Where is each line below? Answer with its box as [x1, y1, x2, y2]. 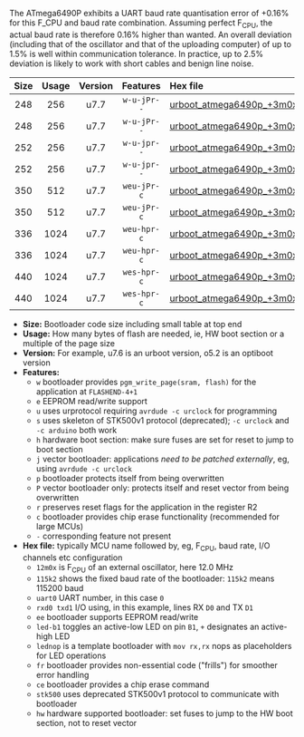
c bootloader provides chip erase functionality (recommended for [35, 511, 280, 522]
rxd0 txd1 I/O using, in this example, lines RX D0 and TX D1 [35, 602, 253, 613]
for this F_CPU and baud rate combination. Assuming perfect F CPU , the [9, 17, 273, 30]
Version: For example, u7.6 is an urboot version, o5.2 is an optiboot [22, 347, 274, 358]
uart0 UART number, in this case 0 [35, 593, 165, 604]
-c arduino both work [35, 424, 118, 435]
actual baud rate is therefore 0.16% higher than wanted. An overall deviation [9, 29, 292, 40]
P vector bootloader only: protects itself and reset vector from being [35, 482, 290, 493]
